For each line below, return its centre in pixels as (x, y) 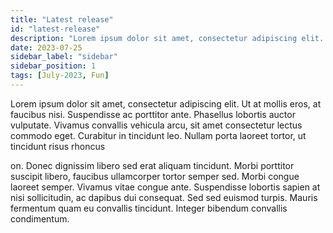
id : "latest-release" (55, 29)
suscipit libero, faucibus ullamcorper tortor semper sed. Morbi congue (155, 176)
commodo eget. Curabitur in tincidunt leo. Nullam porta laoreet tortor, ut (158, 135)
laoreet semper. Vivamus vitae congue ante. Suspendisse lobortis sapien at (165, 187)
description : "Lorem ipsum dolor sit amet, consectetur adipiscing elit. (167, 38)
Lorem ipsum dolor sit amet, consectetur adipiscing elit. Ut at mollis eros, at (166, 103)
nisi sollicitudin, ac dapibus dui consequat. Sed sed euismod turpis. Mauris (164, 197)
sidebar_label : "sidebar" (64, 57)
